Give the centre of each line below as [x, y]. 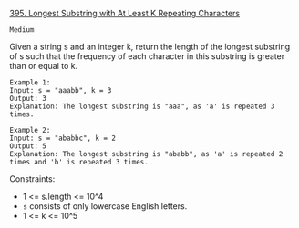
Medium [22, 30]
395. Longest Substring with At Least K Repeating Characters [124, 13]
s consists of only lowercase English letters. [105, 206]
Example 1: [30, 83]
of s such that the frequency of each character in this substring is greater [147, 56]
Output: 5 [28, 146]
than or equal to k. [44, 66]
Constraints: [32, 179]
